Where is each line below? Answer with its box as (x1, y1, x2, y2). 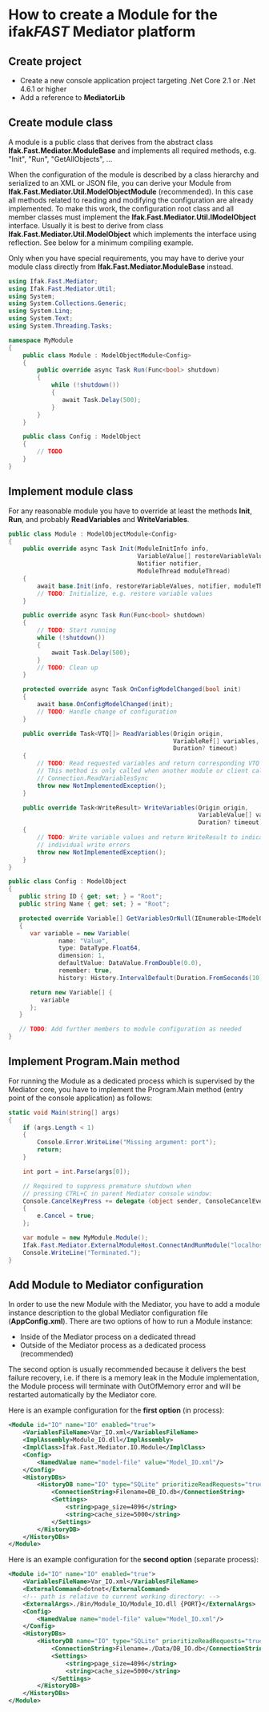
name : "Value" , (58, 937, 110, 945)
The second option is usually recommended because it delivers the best (8, 1364, 247, 1374)
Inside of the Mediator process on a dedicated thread (19, 1332, 196, 1342)
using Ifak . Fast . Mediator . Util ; (8, 284, 116, 293)
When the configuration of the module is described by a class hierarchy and (8, 170, 259, 179)
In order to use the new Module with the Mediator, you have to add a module (8, 1300, 260, 1309)
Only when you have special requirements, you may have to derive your (8, 253, 245, 263)
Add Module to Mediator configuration (8, 1278, 204, 1292)
